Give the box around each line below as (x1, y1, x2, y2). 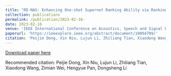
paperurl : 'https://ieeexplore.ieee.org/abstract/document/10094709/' (5, 31, 158, 36)
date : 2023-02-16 (5, 21, 42, 27)
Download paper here (5, 49, 51, 56)
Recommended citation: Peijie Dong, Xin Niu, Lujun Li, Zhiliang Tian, (5, 59, 148, 65)
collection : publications (5, 12, 60, 17)
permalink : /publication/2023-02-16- (5, 17, 85, 22)
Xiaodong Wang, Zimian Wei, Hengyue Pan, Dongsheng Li (5, 64, 127, 71)
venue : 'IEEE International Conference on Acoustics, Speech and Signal (5, 26, 163, 31)
